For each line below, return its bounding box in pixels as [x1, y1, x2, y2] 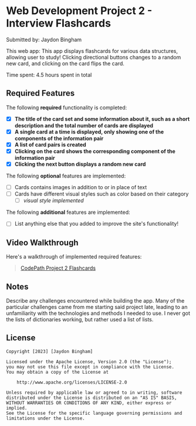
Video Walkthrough [6, 237, 79, 247]
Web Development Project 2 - [6, 4, 153, 18]
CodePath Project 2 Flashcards [20, 264, 96, 271]
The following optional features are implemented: [6, 172, 126, 180]
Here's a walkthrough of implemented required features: [6, 253, 142, 260]
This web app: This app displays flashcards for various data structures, [6, 47, 178, 54]
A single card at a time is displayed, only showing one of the [14, 128, 164, 135]
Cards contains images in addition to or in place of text [14, 184, 147, 191]
